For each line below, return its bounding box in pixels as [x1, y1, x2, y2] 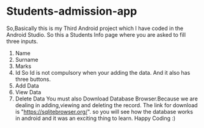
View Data [15, 88, 42, 96]
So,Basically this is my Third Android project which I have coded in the [6, 24, 184, 32]
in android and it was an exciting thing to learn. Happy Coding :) [15, 115, 176, 122]
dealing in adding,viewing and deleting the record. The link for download [15, 101, 198, 108]
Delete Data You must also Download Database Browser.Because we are [15, 95, 199, 102]
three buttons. [15, 75, 51, 83]
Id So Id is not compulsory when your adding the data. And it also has [15, 69, 191, 76]
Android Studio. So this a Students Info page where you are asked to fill [6, 31, 186, 38]
